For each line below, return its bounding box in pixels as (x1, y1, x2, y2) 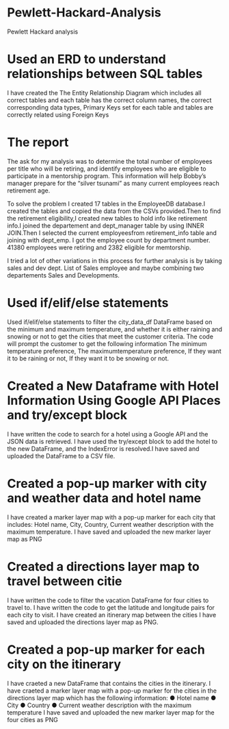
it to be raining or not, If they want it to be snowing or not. (7, 354, 170, 362)
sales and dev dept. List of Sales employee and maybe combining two (7, 264, 204, 272)
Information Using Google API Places (7, 393, 221, 408)
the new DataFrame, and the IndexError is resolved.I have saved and (7, 444, 200, 453)
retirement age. (7, 186, 51, 195)
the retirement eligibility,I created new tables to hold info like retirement (7, 214, 207, 222)
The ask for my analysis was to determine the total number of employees (7, 157, 213, 165)
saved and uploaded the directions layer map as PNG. (7, 618, 159, 626)
